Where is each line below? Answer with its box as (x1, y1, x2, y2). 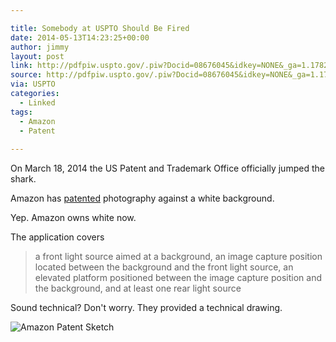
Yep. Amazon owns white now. (10, 212, 137, 224)
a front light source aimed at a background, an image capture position (34, 251, 323, 263)
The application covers (10, 231, 105, 243)
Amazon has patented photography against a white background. (10, 192, 275, 205)
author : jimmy (10, 42, 70, 52)
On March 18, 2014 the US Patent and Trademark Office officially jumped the (10, 162, 325, 175)
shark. (10, 173, 37, 185)
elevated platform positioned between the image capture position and (34, 272, 322, 284)
